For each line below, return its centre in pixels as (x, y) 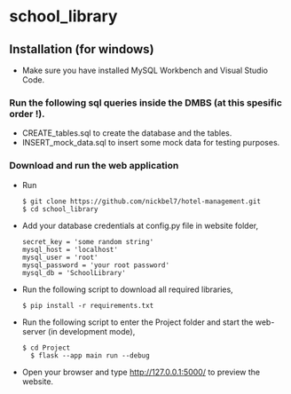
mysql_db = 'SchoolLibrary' (74, 272)
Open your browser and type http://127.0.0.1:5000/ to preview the (141, 372)
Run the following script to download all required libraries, (127, 289)
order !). (28, 114)
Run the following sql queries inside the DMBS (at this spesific (145, 102)
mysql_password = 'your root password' (96, 265)
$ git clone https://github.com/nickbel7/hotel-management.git (142, 201)
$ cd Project (46, 348)
